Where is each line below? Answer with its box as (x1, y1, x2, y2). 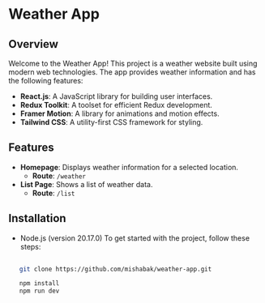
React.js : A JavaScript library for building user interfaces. (19, 92, 213, 101)
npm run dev (19, 287, 60, 296)
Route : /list (32, 188, 75, 198)
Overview (8, 37, 59, 51)
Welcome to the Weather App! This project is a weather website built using (8, 58, 258, 68)
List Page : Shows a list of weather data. (19, 179, 153, 189)
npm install (19, 280, 60, 288)
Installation (8, 211, 66, 225)
